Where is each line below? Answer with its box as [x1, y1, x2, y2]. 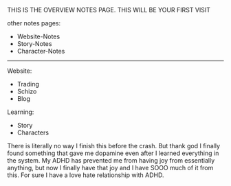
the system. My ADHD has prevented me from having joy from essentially [7, 156, 215, 164]
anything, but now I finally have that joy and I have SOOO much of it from [7, 164, 214, 172]
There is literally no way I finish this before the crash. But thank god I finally [7, 142, 221, 150]
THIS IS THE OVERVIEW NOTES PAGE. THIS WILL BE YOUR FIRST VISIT [7, 6, 211, 14]
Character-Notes [16, 47, 65, 55]
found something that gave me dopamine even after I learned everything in [7, 149, 219, 157]
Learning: [7, 108, 34, 116]
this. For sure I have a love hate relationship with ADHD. [7, 171, 164, 179]
